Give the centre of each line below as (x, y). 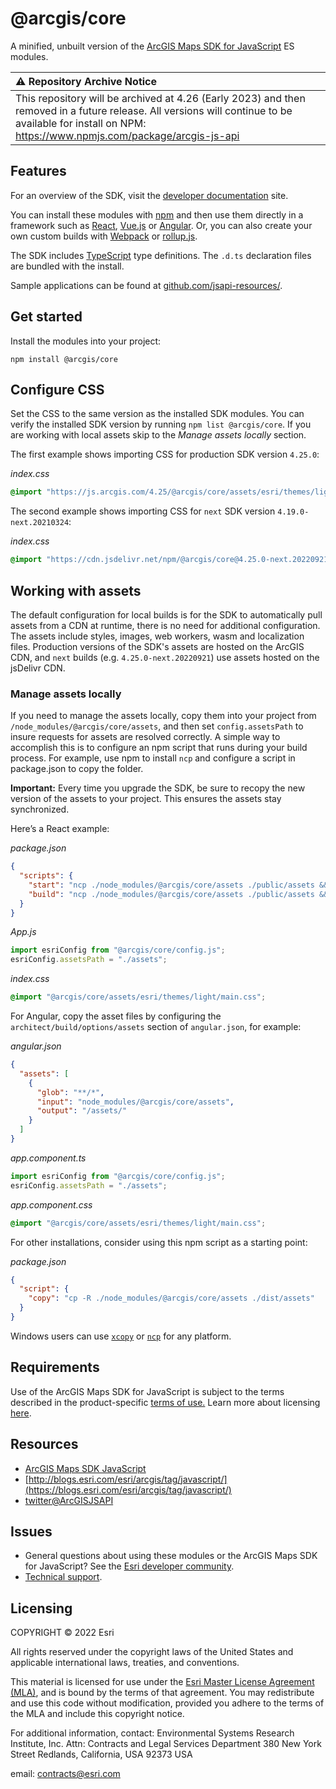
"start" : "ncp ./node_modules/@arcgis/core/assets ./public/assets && (178, 885)
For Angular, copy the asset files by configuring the (116, 1016)
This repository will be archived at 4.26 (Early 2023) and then (160, 98)
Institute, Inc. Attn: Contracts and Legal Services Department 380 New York (166, 1744)
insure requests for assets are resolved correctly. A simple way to (145, 737)
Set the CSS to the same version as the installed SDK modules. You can (157, 414)
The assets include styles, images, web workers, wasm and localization (157, 636)
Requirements (55, 1367)
